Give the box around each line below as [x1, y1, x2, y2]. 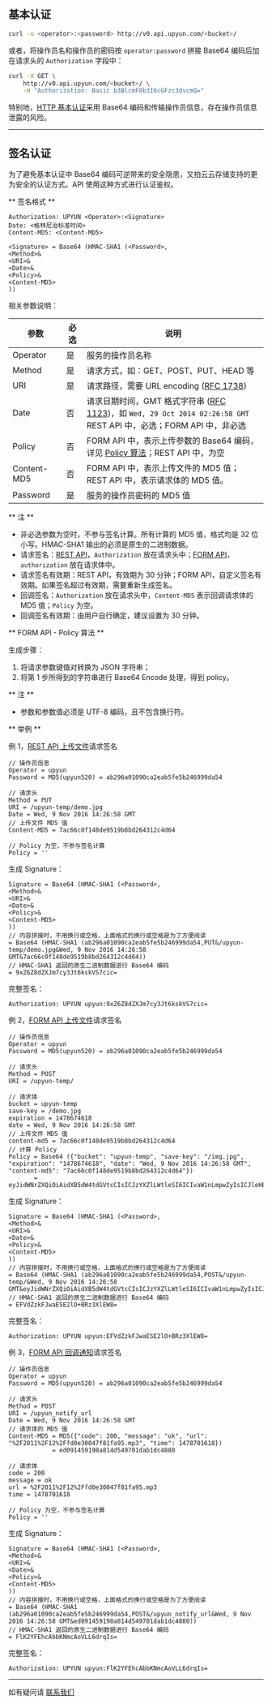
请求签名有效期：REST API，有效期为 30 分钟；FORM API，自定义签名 [19, 570, 255, 580]
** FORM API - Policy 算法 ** [8, 628, 104, 638]
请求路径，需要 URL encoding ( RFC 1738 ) [86, 381, 247, 392]
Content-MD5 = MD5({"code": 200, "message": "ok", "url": [8, 1432, 208, 1440]
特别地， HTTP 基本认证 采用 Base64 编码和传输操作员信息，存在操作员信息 [8, 102, 257, 112]
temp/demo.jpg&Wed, [8, 946, 74, 954]
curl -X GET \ [8, 71, 57, 80]
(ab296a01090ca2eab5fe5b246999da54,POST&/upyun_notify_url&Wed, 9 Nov [8, 1610, 252, 1619]
